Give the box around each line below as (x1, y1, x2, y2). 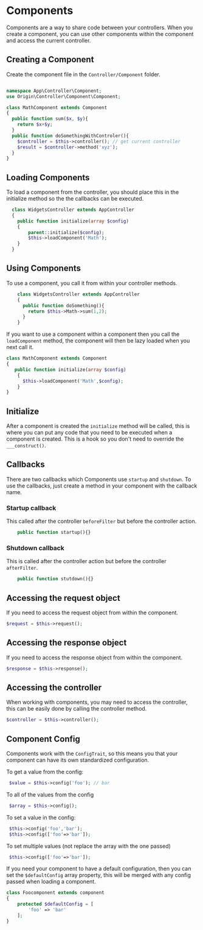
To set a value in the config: (6, 814, 76, 821)
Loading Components (6, 172, 90, 183)
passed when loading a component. (6, 878, 96, 886)
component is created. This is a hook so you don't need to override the (6, 435, 184, 442)
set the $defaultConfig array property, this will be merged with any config (6, 871, 191, 879)
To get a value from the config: (6, 768, 84, 776)
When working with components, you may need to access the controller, (6, 698, 188, 706)
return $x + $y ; (17, 121, 53, 128)
